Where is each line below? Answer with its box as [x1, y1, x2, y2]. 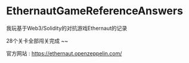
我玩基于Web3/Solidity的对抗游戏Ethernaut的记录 [6, 24, 128, 31]
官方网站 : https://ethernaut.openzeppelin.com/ [6, 49, 122, 57]
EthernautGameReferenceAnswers [6, 4, 184, 18]
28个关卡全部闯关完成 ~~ [6, 37, 69, 44]
